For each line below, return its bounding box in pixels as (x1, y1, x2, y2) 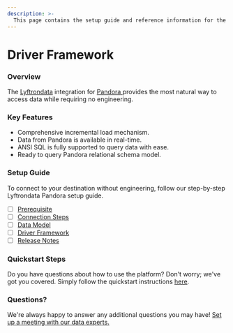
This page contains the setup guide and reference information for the (13, 17, 227, 24)
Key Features (7, 112, 54, 122)
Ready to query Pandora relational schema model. (17, 151, 162, 159)
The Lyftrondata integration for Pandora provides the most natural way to (7, 87, 218, 96)
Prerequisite (17, 205, 52, 213)
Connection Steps (17, 212, 70, 221)
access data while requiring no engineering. (7, 95, 134, 103)
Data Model (17, 221, 51, 229)
